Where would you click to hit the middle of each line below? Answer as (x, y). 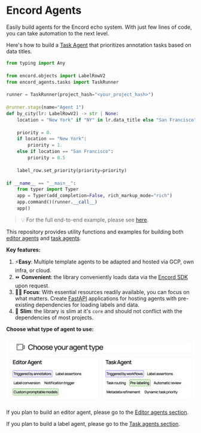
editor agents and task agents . (44, 238)
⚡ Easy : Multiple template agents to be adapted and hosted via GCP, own (104, 262)
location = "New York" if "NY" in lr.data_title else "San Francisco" (107, 120)
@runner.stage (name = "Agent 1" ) (45, 108)
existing (25, 305)
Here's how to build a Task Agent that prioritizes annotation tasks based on (99, 45)
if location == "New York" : (52, 139)
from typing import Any (36, 63)
